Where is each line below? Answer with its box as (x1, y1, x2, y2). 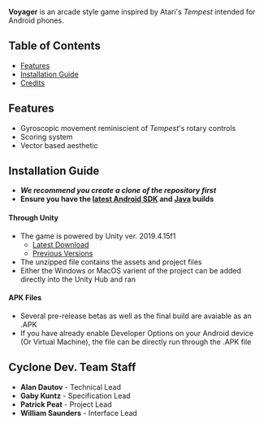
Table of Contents (8, 39, 102, 53)
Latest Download (32, 239, 89, 249)
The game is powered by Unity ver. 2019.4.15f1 (19, 231, 176, 241)
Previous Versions (32, 248, 93, 258)
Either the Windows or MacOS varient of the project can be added (19, 265, 242, 275)
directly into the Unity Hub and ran (19, 274, 136, 284)
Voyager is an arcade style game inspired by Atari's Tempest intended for (8, 7, 256, 16)
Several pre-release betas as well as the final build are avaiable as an (19, 311, 252, 321)
